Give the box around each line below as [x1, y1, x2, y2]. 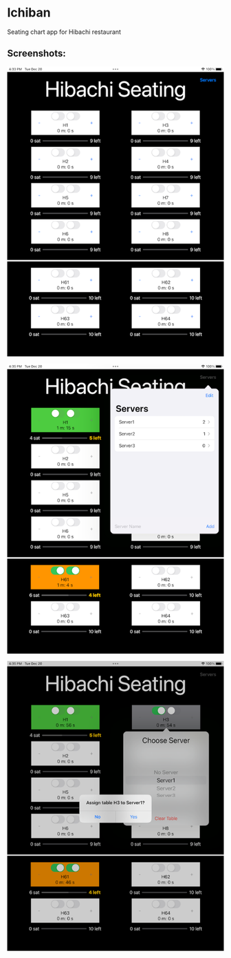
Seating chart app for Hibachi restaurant [7, 28, 122, 36]
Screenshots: [7, 48, 67, 59]
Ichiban [7, 5, 51, 21]
